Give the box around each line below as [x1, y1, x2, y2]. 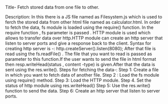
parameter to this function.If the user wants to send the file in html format [5, 56, 156, 62]
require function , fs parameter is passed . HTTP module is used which [5, 30, 151, 35]
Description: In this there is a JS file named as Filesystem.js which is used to [5, 14, 162, 19]
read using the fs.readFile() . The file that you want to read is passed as [5, 51, 152, 57]
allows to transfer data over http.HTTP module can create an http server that [5, 35, 163, 41]
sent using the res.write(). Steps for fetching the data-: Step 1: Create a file [5, 67, 159, 73]
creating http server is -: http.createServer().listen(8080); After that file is [5, 46, 156, 51]
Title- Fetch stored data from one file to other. [5, 4, 99, 10]
